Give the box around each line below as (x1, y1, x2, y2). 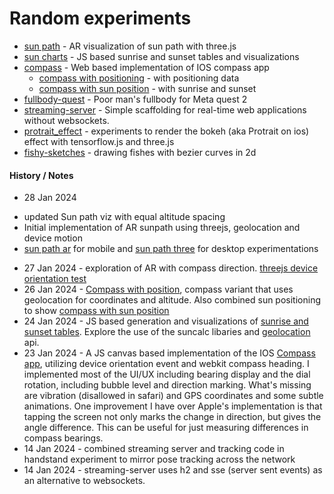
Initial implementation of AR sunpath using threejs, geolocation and (23, 222, 301, 234)
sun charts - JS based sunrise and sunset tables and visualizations (23, 50, 300, 62)
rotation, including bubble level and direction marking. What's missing (23, 379, 312, 391)
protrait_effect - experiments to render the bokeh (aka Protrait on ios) (23, 125, 310, 137)
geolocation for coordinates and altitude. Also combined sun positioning (23, 294, 321, 306)
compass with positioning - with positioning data (38, 72, 240, 84)
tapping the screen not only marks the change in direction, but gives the (23, 411, 322, 423)
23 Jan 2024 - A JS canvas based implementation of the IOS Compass (23, 347, 316, 359)
